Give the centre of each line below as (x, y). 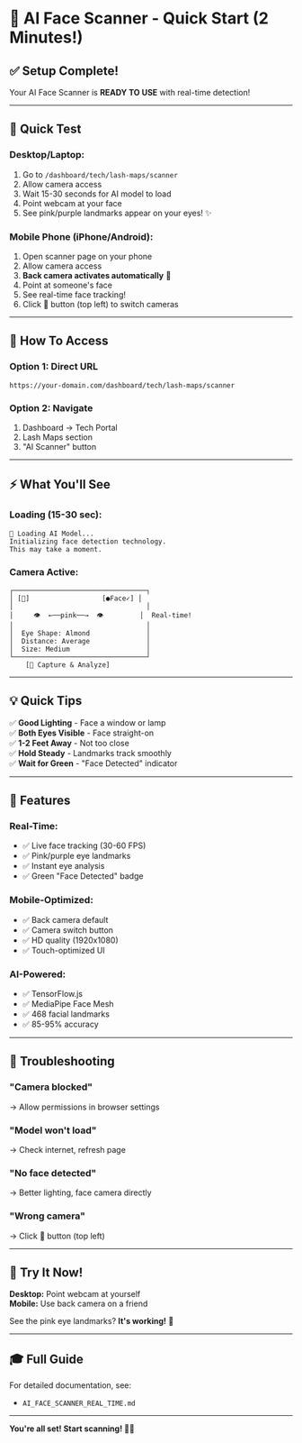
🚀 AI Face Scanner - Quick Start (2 (139, 18)
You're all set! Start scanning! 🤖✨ (72, 1429)
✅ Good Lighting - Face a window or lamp (88, 722)
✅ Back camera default (65, 919)
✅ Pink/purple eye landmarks (76, 856)
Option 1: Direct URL (54, 367)
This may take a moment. (56, 549)
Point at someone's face (67, 285)
